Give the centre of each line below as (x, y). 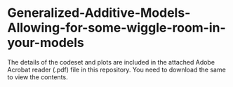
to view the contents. (38, 77)
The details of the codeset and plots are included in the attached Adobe (111, 62)
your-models (46, 43)
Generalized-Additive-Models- (99, 13)
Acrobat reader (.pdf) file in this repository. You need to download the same (116, 69)
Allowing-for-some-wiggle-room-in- (116, 28)
